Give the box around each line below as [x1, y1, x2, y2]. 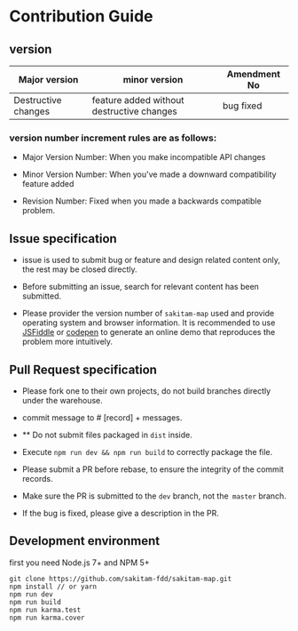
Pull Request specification [9, 362, 158, 377]
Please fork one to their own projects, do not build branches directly [21, 385, 271, 396]
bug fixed [223, 100, 263, 112]
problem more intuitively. [21, 336, 114, 347]
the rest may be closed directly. [21, 264, 137, 275]
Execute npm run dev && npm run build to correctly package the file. [21, 446, 273, 457]
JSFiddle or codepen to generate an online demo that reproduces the [21, 327, 276, 338]
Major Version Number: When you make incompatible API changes [21, 152, 266, 163]
